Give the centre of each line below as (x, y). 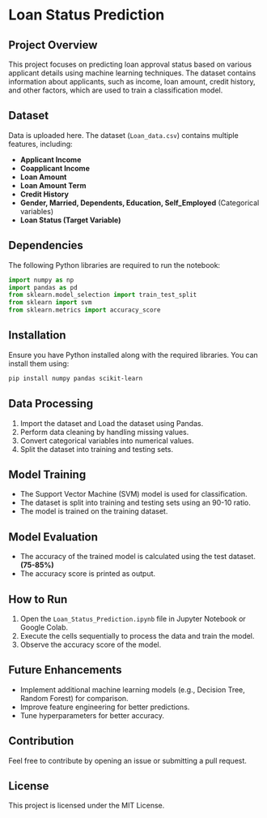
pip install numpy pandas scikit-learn (76, 378)
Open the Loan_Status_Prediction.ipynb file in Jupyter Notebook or (133, 618)
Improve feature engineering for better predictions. (105, 707)
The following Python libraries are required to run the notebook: (114, 265)
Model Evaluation (53, 537)
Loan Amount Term (53, 185)
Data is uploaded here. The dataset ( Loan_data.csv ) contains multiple (123, 135)
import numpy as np (41, 280)
